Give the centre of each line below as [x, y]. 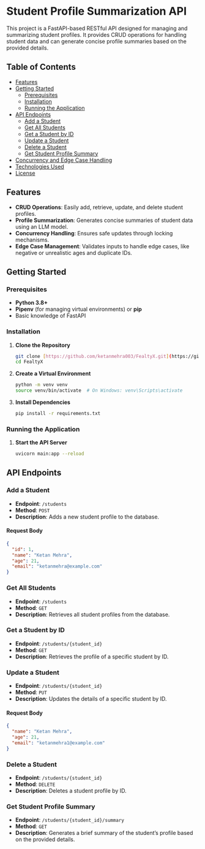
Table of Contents [41, 67]
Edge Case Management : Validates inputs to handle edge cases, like [102, 246]
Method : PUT [31, 692]
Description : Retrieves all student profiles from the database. [92, 614]
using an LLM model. [42, 227]
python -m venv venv [41, 385]
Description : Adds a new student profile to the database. [87, 517]
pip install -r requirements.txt [58, 414]
